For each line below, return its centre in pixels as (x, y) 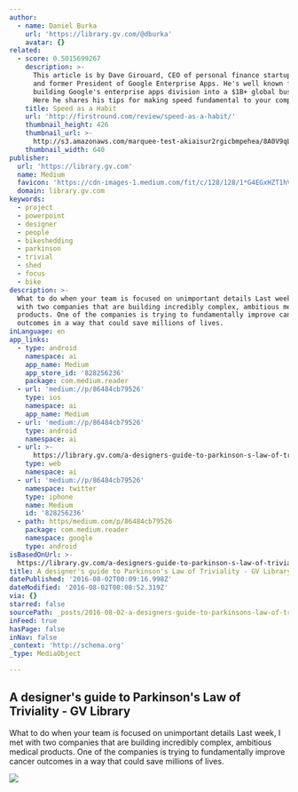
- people (33, 232)
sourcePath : (31, 612)
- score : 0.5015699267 (59, 59)
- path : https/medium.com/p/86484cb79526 (95, 522)
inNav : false (33, 637)
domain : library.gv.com (61, 191)
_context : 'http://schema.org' (67, 645)
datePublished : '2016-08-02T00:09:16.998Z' (91, 580)
